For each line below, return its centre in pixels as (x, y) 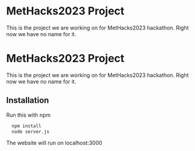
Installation (28, 100)
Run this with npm (28, 115)
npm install (27, 126)
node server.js (31, 131)
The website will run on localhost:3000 (54, 143)
